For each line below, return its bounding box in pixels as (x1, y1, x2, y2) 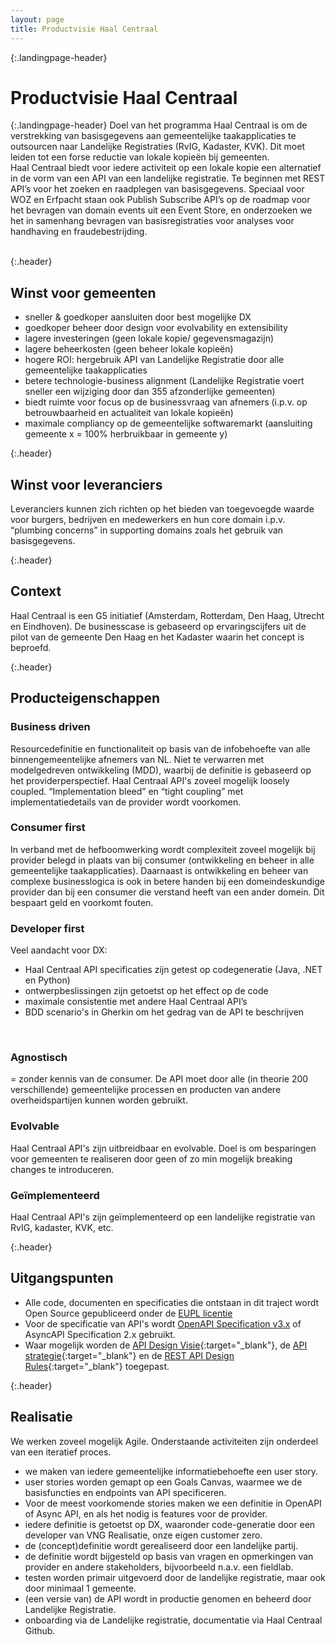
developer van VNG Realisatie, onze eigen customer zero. (24, 1529, 263, 1541)
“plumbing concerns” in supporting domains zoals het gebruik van (10, 524, 284, 536)
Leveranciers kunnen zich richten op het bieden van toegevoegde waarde (10, 503, 315, 515)
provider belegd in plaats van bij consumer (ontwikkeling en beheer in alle (10, 854, 315, 866)
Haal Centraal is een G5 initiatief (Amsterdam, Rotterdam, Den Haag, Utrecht (10, 609, 325, 621)
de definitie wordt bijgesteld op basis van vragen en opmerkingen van (24, 1550, 314, 1562)
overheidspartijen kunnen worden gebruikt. (10, 1094, 188, 1106)
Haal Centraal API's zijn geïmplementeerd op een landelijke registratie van (10, 1211, 316, 1223)
